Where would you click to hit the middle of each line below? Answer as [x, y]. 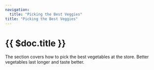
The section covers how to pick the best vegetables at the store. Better [77, 57]
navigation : [17, 10]
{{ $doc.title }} [36, 43]
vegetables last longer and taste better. [45, 62]
